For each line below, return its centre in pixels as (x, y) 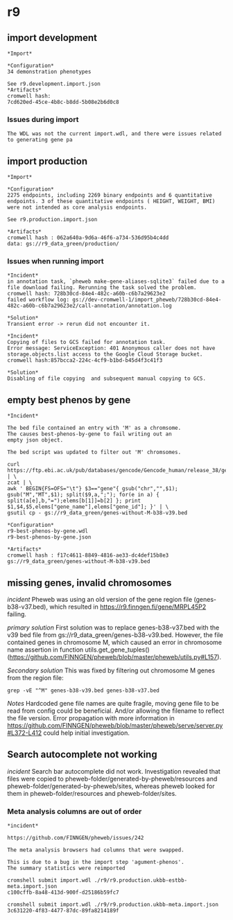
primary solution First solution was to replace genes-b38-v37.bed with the (113, 627)
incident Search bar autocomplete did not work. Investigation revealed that (114, 771)
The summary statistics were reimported (67, 868)
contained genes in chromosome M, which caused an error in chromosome (114, 643)
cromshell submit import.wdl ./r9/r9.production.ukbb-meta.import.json (113, 905)
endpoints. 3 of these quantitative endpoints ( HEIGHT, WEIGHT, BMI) (111, 202)
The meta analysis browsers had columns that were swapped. (96, 850)
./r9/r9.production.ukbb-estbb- (141, 880)
